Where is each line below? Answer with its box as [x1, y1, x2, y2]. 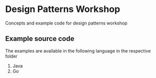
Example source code [5, 34, 74, 43]
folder [5, 53, 18, 59]
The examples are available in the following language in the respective [5, 47, 151, 53]
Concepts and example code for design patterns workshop [5, 20, 127, 26]
